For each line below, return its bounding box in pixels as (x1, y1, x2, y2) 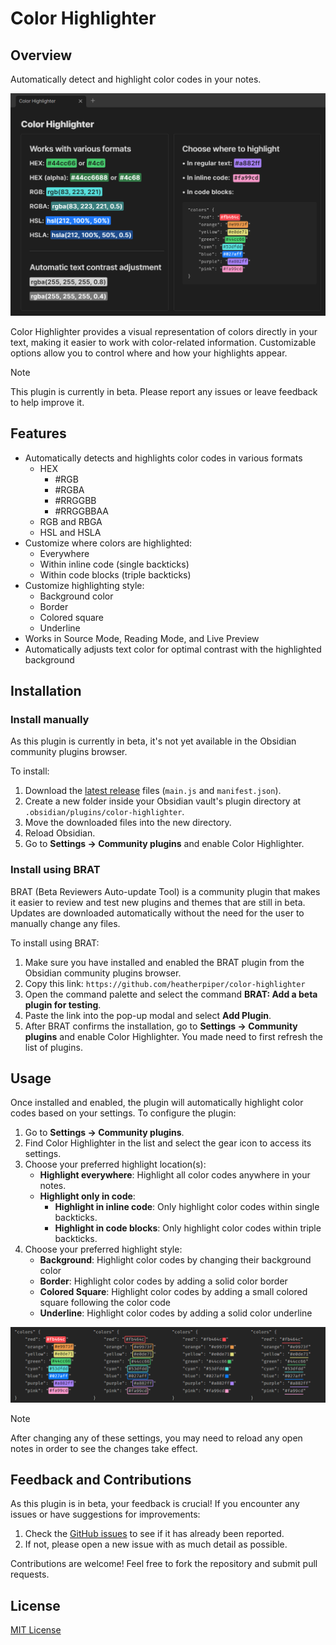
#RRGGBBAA (54, 505, 110, 517)
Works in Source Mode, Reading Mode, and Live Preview (24, 632, 260, 644)
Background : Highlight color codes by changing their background (39, 1254, 312, 1266)
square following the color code (39, 1297, 172, 1309)
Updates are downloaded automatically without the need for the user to (10, 907, 305, 919)
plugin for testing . (24, 998, 102, 1011)
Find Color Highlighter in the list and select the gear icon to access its (24, 1137, 312, 1149)
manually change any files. (10, 917, 121, 929)
